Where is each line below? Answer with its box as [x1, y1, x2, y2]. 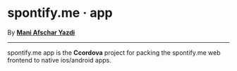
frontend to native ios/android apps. [7, 56, 111, 64]
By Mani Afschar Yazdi [7, 28, 75, 37]
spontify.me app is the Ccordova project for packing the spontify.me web [7, 48, 221, 57]
